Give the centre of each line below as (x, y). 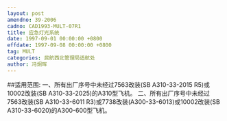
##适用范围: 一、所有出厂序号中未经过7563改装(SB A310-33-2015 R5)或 (109, 84)
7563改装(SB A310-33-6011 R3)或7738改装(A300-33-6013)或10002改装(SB (114, 102)
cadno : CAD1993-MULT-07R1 (44, 26)
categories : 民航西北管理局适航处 (51, 58)
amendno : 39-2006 (32, 20)
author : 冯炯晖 (27, 64)
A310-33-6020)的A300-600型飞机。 (59, 110)
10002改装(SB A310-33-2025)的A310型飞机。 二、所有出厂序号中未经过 (109, 93)
